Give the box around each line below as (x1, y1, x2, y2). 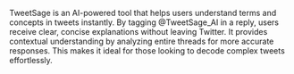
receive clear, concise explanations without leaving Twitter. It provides (9, 27, 268, 37)
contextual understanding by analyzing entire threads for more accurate (9, 36, 274, 46)
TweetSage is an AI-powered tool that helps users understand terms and (9, 8, 277, 18)
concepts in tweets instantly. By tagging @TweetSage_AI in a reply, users (9, 17, 280, 28)
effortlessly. (9, 55, 54, 65)
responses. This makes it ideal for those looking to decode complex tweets (9, 45, 286, 56)
